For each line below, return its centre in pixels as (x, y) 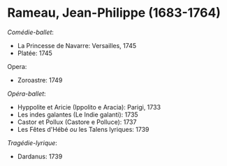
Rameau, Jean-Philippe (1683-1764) (114, 13)
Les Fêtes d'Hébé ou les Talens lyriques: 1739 (83, 129)
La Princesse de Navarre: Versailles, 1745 (77, 45)
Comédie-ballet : (31, 32)
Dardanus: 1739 (40, 156)
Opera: (17, 66)
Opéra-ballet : (27, 93)
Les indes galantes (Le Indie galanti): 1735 (78, 114)
